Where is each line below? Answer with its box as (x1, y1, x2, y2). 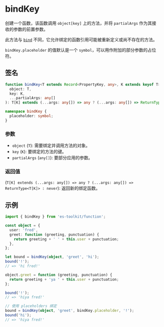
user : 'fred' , (9, 227, 38, 232)
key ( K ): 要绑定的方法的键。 (12, 149, 67, 155)
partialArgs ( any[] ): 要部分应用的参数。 (12, 155, 93, 161)
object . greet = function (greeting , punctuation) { (5, 272, 112, 277)
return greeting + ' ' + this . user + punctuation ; (14, 237, 119, 242)
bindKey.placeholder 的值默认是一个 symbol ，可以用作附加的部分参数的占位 (5, 47, 156, 53)
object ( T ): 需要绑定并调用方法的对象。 (12, 143, 90, 148)
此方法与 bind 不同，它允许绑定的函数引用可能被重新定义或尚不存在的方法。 (5, 37, 158, 42)
